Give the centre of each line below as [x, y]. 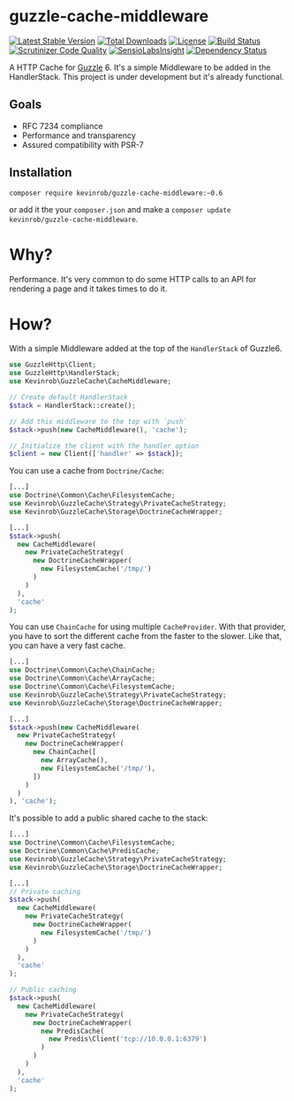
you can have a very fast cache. [68, 646]
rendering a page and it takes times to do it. [88, 289]
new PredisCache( [72, 1031]
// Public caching [43, 990]
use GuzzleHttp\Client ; [53, 365]
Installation [41, 173]
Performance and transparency [79, 135]
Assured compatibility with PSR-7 [83, 144]
